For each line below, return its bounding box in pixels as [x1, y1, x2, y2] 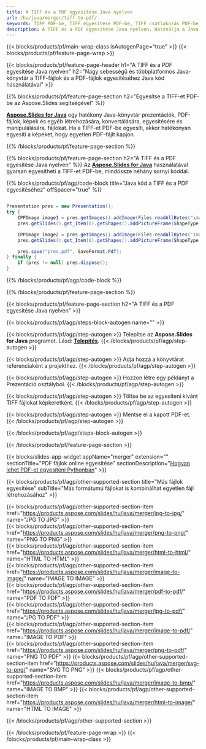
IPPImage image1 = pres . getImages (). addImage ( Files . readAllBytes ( [17, 215, 191, 221]
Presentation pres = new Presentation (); [6, 203, 114, 209]
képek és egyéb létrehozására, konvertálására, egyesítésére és [23, 118, 183, 125]
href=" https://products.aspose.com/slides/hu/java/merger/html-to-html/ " [6, 549, 191, 556]
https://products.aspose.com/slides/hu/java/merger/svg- [56, 659, 200, 667]
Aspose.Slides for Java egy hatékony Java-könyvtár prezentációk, [6, 111, 177, 118]
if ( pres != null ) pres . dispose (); [17, 260, 109, 266]
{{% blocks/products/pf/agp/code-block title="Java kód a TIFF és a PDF [6, 179, 189, 187]
